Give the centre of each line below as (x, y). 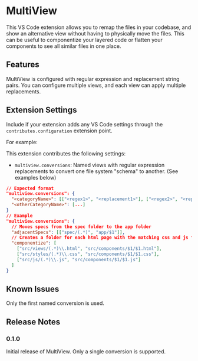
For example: (22, 142)
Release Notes (33, 322)
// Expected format (30, 188)
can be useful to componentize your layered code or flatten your (85, 40)
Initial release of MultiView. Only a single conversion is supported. (86, 352)
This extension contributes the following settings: (66, 153)
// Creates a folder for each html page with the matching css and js (100, 238)
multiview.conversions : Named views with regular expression (90, 165)
